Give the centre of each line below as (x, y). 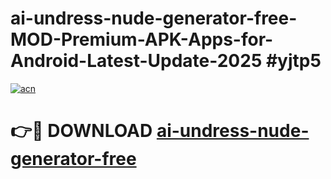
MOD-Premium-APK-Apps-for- (142, 39)
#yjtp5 (293, 61)
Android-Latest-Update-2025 (136, 61)
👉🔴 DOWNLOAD (81, 131)
